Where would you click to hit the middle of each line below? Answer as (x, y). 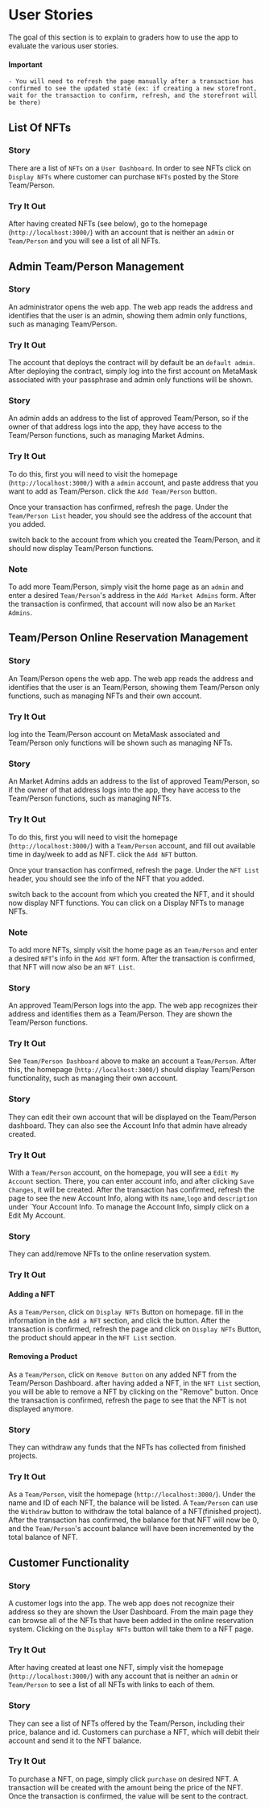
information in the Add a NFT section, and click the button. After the (119, 1321)
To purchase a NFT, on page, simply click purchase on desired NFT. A (124, 1778)
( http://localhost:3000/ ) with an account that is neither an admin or (122, 233)
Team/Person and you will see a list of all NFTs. (85, 241)
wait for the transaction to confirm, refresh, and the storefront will (133, 96)
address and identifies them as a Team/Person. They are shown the (120, 1014)
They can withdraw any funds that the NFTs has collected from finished (127, 1447)
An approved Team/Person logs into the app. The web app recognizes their (133, 1005)
